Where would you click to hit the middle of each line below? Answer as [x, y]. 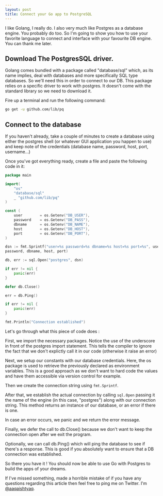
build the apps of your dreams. [36, 469]
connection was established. [34, 454]
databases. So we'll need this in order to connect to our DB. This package [79, 81]
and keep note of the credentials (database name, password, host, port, [77, 147]
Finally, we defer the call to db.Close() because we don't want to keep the [79, 429]
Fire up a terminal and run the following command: [55, 101]
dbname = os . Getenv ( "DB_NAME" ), [52, 224]
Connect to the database [43, 124]
